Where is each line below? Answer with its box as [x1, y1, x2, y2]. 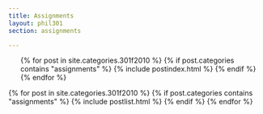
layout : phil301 [8, 19, 63, 27]
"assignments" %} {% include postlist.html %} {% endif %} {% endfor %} [8, 97, 253, 107]
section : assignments [8, 26, 82, 35]
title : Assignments [8, 11, 74, 20]
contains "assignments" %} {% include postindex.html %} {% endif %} [19, 64, 257, 74]
